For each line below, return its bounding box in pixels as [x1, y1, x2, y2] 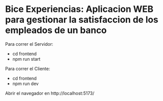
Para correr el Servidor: [5, 41, 53, 47]
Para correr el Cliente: [5, 66, 50, 72]
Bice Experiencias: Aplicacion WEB [5, 3, 154, 15]
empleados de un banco [5, 25, 107, 36]
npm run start [12, 56, 41, 62]
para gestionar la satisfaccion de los [5, 14, 159, 25]
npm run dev [12, 81, 39, 87]
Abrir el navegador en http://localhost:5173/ [5, 90, 95, 96]
